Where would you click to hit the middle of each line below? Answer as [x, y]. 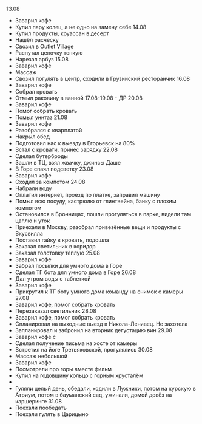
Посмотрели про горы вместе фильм [63, 369]
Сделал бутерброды [42, 156]
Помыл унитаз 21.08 [41, 117]
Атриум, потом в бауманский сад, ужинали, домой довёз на [93, 395]
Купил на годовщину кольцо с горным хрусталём [79, 375]
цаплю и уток [32, 221]
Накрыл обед [32, 137]
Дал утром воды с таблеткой [53, 279]
